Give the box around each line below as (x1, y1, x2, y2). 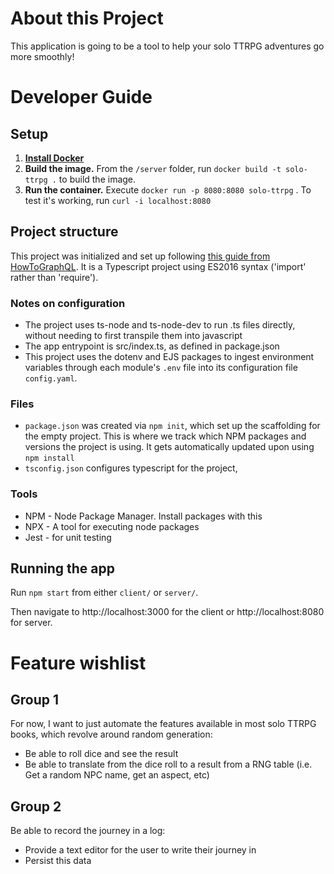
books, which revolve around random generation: (10, 728, 213, 741)
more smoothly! (10, 50, 75, 62)
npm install (24, 453, 75, 464)
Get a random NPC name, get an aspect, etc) (24, 769, 210, 781)
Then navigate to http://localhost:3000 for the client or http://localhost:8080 (10, 606, 325, 618)
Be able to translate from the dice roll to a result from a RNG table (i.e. (24, 758, 313, 771)
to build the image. (58, 173, 137, 185)
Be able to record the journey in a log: (10, 825, 166, 837)
